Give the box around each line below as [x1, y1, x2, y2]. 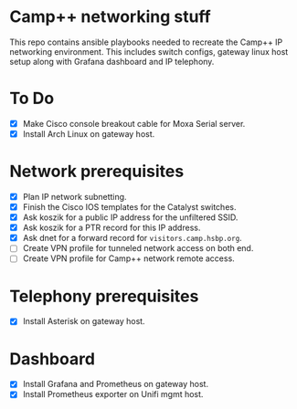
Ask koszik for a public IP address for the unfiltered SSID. [22, 212, 239, 223]
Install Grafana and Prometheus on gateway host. [22, 379, 208, 390]
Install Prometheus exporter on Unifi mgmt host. [22, 389, 204, 400]
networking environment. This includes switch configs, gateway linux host [9, 46, 289, 57]
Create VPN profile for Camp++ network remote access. [22, 253, 235, 264]
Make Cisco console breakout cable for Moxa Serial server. [22, 118, 246, 129]
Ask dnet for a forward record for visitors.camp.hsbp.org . [22, 233, 242, 244]
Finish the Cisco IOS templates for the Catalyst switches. [22, 202, 237, 212]
